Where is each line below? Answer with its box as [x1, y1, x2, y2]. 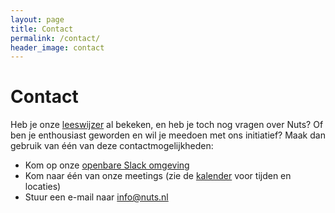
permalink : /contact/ [10, 33, 101, 43]
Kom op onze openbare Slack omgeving [24, 159, 190, 171]
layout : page [10, 14, 65, 25]
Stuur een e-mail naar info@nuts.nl [24, 191, 169, 203]
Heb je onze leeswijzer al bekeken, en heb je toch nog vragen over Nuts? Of [10, 119, 324, 131]
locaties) [24, 181, 62, 193]
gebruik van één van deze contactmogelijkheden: [10, 140, 214, 152]
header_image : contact [10, 42, 105, 53]
